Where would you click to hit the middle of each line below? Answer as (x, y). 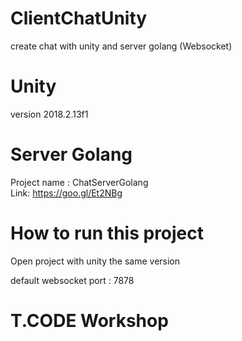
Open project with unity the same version (95, 261)
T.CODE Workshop (89, 320)
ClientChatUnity (79, 18)
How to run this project (107, 233)
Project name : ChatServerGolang (79, 182)
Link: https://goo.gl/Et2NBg (66, 193)
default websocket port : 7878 (72, 280)
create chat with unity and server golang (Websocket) (121, 46)
